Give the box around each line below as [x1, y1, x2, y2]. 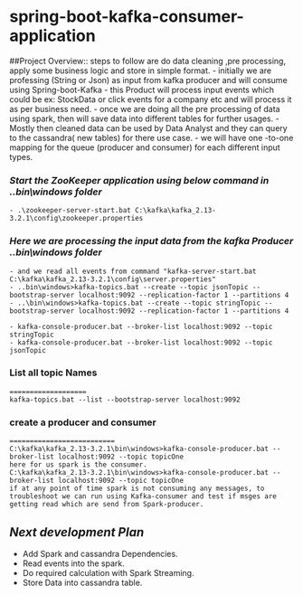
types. [9, 151, 33, 162]
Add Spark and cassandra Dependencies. [22, 548, 178, 559]
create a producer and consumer [9, 416, 156, 429]
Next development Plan [9, 524, 145, 540]
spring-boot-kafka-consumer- [9, 6, 244, 27]
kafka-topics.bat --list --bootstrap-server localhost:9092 [9, 395, 241, 404]
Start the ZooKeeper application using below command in [9, 174, 270, 186]
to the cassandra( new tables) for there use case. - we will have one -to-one [9, 132, 294, 143]
